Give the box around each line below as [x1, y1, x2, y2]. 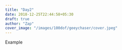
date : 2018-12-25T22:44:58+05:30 [5, 12, 74, 17]
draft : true [5, 16, 30, 21]
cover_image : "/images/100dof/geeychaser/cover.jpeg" [5, 26, 118, 31]
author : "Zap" [5, 21, 34, 26]
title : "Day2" [5, 7, 34, 12]
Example [5, 39, 23, 45]
